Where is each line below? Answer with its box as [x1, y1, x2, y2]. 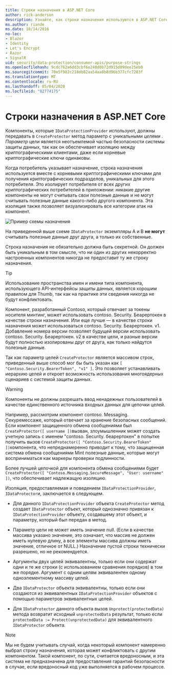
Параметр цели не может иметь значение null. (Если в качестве [12, 527, 154, 533]
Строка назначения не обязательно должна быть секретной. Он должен [5, 244, 164, 250]
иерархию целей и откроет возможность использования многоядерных [5, 371, 164, 377]
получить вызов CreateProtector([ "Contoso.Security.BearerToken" [5, 439, 152, 445]
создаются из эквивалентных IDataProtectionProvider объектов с [12, 590, 157, 596]
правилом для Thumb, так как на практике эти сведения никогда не [5, 291, 155, 297]
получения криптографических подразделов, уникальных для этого [5, 176, 155, 182]
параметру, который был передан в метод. [12, 517, 107, 523]
